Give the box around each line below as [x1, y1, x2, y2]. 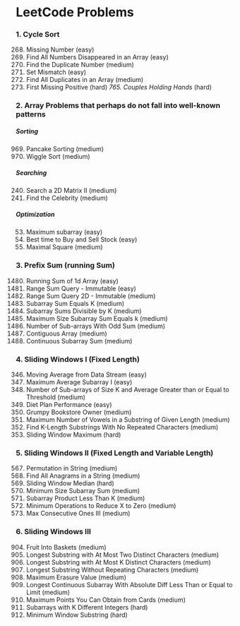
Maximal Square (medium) [25, 243, 103, 252]
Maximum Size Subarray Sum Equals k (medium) [25, 314, 169, 322]
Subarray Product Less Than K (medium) [25, 494, 145, 502]
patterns [16, 110, 46, 119]
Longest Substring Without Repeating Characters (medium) [25, 565, 199, 574]
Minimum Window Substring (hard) [25, 610, 128, 619]
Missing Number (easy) [25, 45, 95, 54]
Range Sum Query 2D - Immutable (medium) [25, 291, 156, 300]
